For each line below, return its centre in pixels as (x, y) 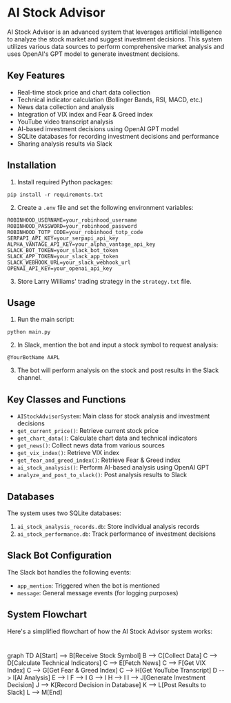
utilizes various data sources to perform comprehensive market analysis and (116, 46)
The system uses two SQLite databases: (64, 513)
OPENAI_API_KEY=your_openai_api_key (60, 268)
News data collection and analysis (66, 107)
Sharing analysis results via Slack (64, 144)
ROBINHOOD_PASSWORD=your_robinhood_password (72, 226)
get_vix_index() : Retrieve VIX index (68, 453)
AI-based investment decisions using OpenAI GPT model (98, 128)
